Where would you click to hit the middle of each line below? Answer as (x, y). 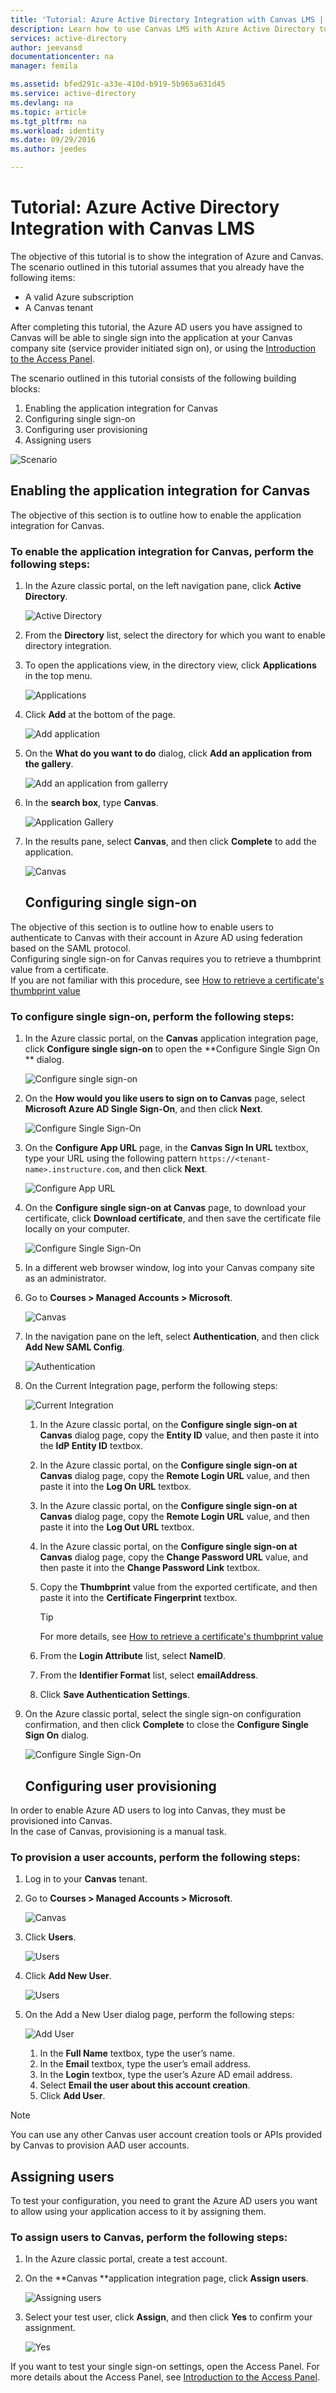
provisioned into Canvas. (61, 1820)
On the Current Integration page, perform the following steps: (151, 1386)
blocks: (25, 388)
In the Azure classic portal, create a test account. (126, 2259)
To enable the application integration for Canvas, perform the (162, 551)
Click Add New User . (68, 1976)
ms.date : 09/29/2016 (53, 140)
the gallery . (49, 764)
